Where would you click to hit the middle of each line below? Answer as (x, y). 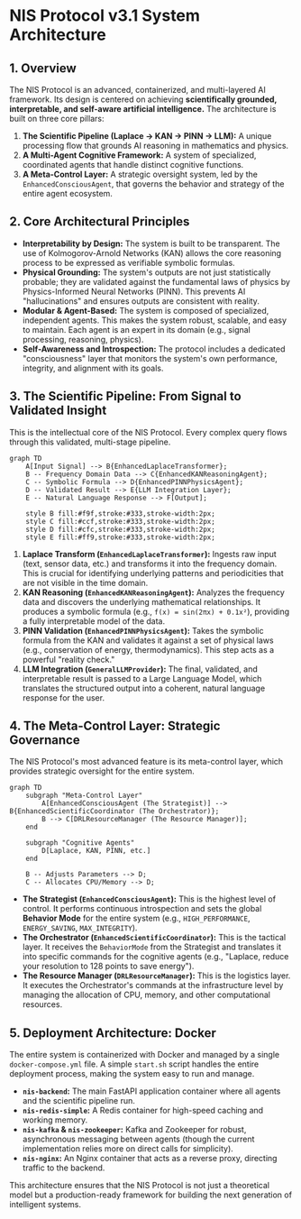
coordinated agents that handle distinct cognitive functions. (133, 165)
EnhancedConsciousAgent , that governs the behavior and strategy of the (153, 184)
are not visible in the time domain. (85, 582)
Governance (45, 740)
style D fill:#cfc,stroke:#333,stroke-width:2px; (121, 529)
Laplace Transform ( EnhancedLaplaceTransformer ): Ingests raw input (149, 554)
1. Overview (43, 68)
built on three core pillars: (57, 119)
